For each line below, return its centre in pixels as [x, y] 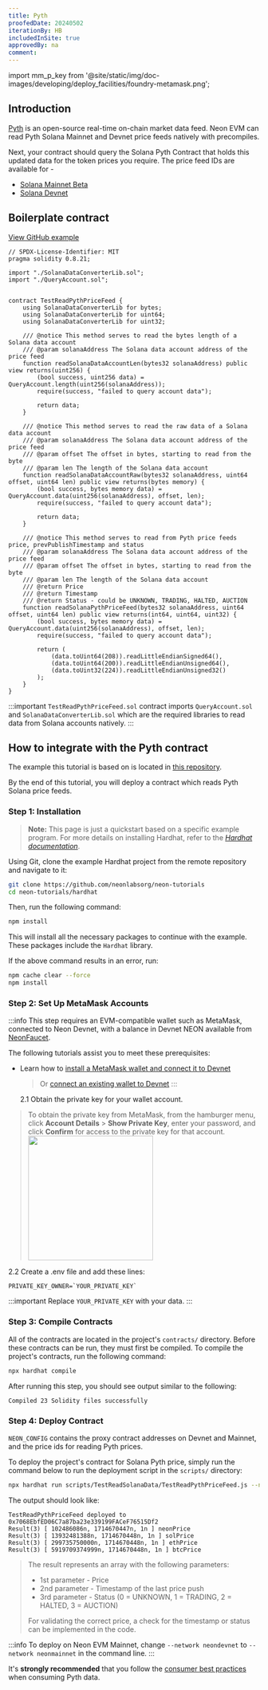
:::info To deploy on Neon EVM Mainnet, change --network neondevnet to [128, 1645]
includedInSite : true [44, 38]
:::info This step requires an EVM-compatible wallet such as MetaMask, [125, 1020]
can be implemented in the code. [82, 1629]
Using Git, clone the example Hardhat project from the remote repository [128, 861]
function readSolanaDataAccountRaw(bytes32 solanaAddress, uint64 [135, 475]
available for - [31, 169]
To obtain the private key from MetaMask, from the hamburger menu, [142, 1115]
